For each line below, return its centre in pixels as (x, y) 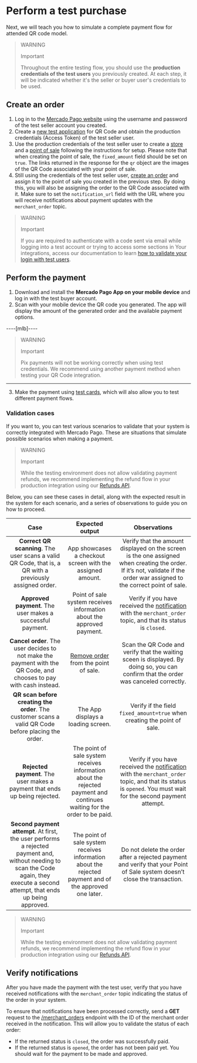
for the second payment (153, 796)
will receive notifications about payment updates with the (84, 200)
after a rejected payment (153, 857)
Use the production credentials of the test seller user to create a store (99, 144)
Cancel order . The (35, 641)
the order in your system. (36, 1000)
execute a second (35, 883)
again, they (35, 875)
